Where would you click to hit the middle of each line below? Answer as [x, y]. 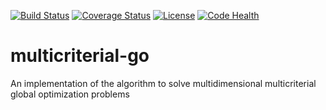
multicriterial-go [80, 56]
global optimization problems [70, 94]
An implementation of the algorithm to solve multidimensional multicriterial [163, 83]
